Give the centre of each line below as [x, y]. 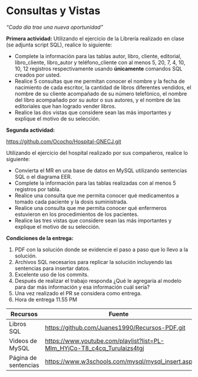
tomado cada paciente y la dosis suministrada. [71, 202]
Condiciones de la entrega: [40, 238]
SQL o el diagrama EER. [43, 176]
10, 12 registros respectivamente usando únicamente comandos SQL [98, 68]
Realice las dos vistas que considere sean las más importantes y [93, 112]
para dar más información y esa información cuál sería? [82, 287]
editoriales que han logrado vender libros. [65, 106]
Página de [23, 358]
